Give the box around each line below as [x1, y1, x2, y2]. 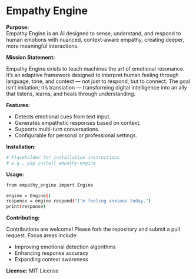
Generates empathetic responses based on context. [14, 119, 141, 126]
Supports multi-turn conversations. [14, 125, 100, 132]
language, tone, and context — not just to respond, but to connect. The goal [6, 78, 190, 85]
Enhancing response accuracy [14, 250, 89, 257]
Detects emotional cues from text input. [14, 113, 111, 120]
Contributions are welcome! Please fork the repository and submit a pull [6, 225, 181, 233]
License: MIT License [6, 267, 59, 274]
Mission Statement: [6, 54, 55, 61]
